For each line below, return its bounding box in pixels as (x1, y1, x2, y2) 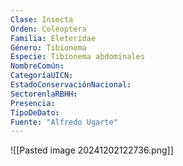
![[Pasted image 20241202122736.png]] (10, 144, 174, 156)
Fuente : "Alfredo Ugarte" (10, 117, 118, 127)
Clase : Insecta (10, 14, 74, 25)
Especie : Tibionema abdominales (10, 52, 145, 62)
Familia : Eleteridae (10, 33, 97, 43)
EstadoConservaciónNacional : (10, 80, 132, 90)
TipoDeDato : (10, 107, 60, 118)
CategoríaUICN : (10, 71, 74, 81)
